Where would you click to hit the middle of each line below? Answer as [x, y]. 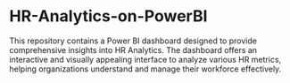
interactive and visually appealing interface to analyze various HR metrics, [145, 59]
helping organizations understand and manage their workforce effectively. [145, 69]
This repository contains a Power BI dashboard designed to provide [133, 41]
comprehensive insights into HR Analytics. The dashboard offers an [133, 49]
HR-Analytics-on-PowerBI [108, 16]
